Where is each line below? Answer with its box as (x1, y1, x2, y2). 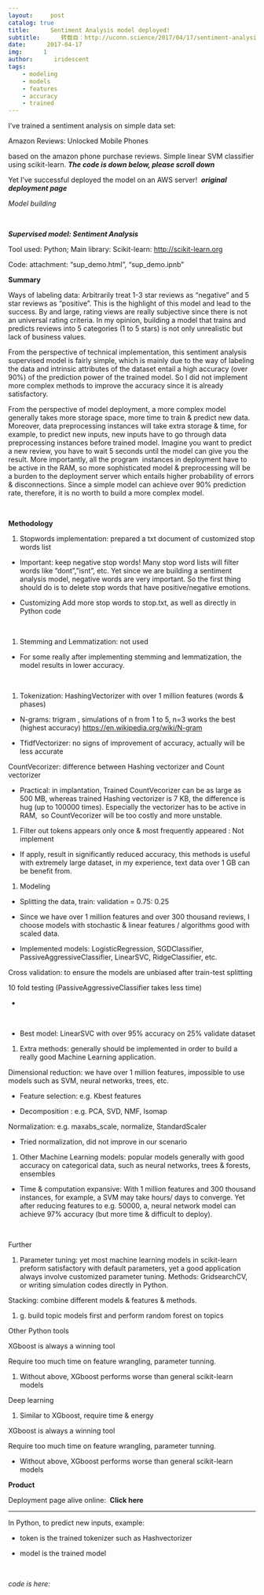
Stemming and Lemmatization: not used (19, 637, 148, 647)
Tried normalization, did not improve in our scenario (19, 1137, 187, 1147)
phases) (19, 699, 46, 709)
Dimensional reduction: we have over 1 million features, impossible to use (8, 1068, 245, 1078)
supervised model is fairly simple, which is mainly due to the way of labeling (8, 356, 255, 365)
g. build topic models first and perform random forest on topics (19, 1311, 224, 1320)
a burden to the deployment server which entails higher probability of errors (8, 472, 254, 481)
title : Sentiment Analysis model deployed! (8, 26, 170, 34)
